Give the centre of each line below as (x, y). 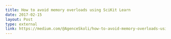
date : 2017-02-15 (24, 15)
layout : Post (19, 19)
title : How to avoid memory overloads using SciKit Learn (68, 10)
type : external (21, 24)
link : (11, 29)
